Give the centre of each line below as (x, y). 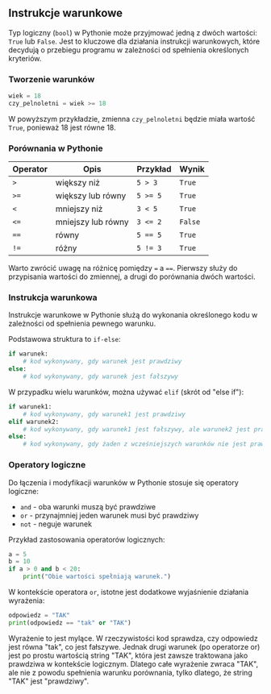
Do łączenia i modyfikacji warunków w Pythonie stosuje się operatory (124, 482)
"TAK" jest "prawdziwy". (49, 681)
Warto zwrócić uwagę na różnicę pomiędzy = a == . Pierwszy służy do (123, 268)
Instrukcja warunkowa (53, 297)
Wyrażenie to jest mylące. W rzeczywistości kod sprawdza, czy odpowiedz (133, 638)
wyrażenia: (27, 600)
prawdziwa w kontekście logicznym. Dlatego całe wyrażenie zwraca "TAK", (133, 663)
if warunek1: (30, 406)
